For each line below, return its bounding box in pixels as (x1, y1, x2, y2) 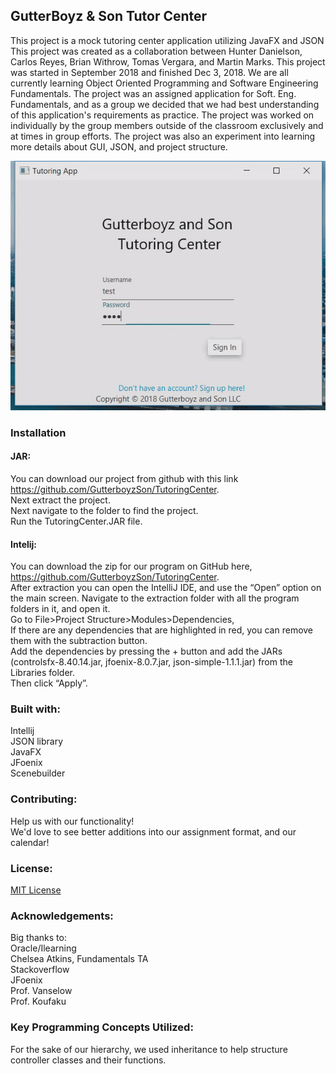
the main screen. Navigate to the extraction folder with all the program (10, 592, 300, 604)
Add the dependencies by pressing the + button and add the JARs (10, 645, 283, 658)
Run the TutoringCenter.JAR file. (10, 515, 143, 527)
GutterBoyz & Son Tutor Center (10, 8, 208, 25)
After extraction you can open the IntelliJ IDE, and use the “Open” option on (10, 582, 322, 594)
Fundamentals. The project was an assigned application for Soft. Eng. (10, 87, 297, 99)
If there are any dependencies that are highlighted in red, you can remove (10, 624, 314, 636)
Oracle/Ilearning (10, 942, 77, 954)
